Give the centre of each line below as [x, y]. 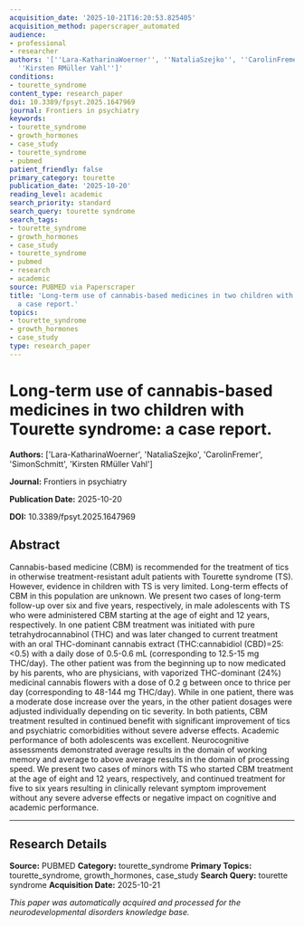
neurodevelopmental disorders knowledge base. [100, 912]
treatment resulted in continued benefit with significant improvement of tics [150, 721]
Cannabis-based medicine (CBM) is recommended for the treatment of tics [149, 567]
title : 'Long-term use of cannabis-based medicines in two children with [152, 295]
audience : [28, 34]
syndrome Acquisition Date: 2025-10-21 [85, 885]
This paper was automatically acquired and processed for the [125, 902]
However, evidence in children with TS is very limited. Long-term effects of [149, 586]
